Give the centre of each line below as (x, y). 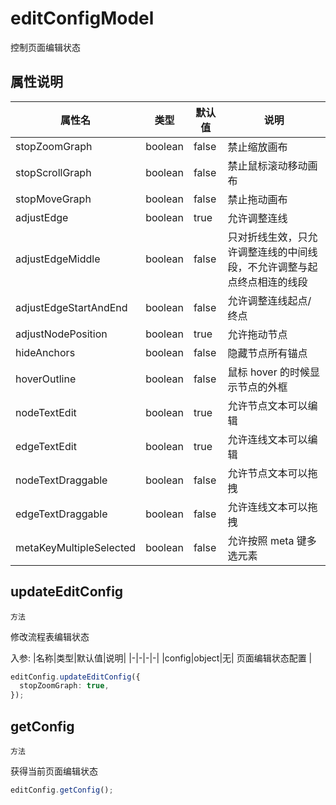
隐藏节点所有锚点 (267, 353)
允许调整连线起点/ (269, 300)
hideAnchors (45, 352)
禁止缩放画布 (257, 147)
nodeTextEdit (46, 412)
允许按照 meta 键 (267, 540)
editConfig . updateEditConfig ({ (75, 677)
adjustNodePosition (61, 334)
